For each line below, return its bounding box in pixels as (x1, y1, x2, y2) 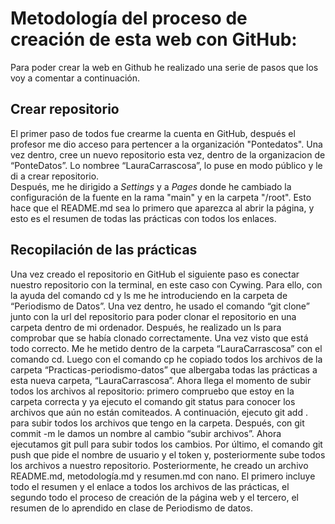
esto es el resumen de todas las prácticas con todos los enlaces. (10, 212, 277, 224)
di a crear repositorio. (10, 170, 100, 182)
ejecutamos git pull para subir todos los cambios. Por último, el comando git (10, 438, 323, 450)
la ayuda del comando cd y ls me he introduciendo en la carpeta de (10, 289, 288, 301)
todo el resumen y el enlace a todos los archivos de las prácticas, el (10, 480, 290, 492)
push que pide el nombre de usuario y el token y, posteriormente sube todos (10, 448, 326, 461)
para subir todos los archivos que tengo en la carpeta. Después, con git (10, 417, 305, 429)
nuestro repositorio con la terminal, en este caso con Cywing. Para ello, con (10, 278, 323, 291)
